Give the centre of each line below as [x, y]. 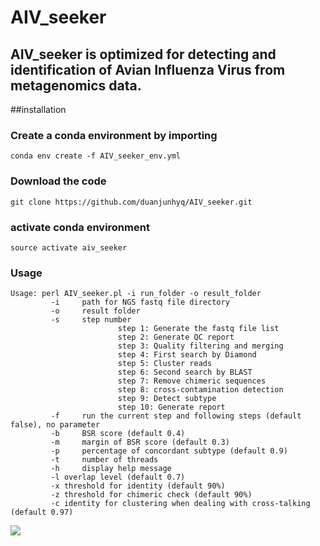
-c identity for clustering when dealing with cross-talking [180, 504]
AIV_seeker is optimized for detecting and [143, 54]
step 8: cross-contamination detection [200, 390]
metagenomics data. [76, 85]
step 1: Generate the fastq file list [198, 329]
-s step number [91, 320]
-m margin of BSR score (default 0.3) [140, 442]
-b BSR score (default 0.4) [118, 434]
